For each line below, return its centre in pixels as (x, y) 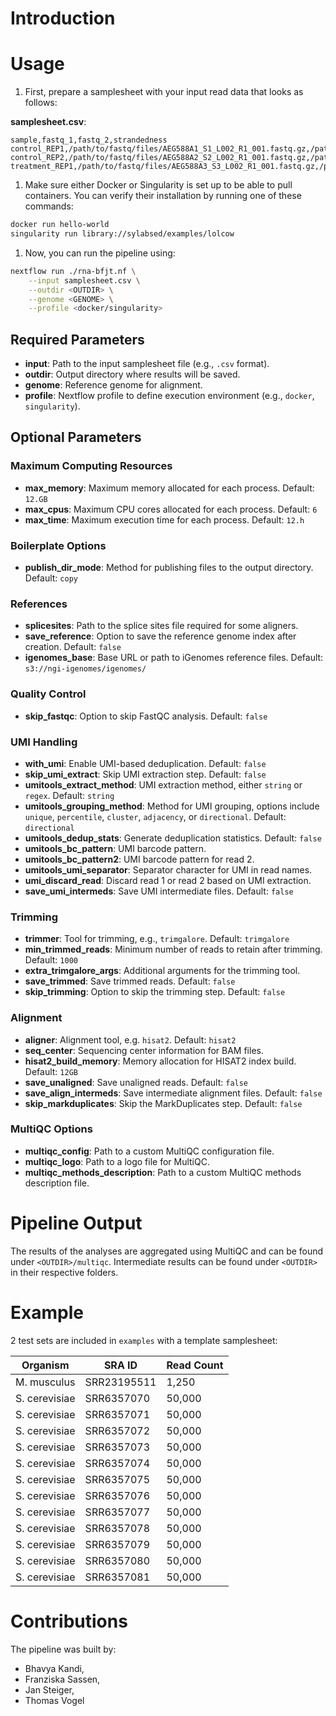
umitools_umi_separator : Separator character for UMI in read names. (168, 869)
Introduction (63, 18)
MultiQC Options (51, 1129)
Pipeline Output (76, 1223)
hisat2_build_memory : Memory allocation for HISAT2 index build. (160, 1061)
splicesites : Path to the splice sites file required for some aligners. (161, 626)
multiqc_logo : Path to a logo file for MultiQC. (117, 1161)
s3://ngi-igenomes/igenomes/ (85, 669)
